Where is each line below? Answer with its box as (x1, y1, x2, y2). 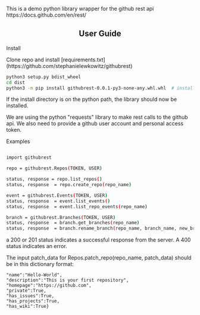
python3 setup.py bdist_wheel (6, 74, 82, 80)
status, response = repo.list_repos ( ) (6, 176, 102, 183)
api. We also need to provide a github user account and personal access (6, 120, 183, 127)
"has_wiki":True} (6, 304, 49, 310)
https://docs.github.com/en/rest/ (6, 11, 87, 18)
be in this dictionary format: (6, 261, 74, 268)
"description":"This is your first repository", (6, 277, 129, 283)
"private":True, (6, 288, 46, 294)
